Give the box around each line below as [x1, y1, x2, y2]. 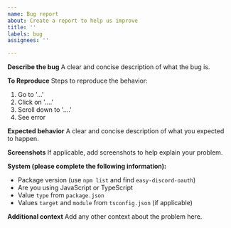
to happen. [7, 135, 39, 143]
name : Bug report [7, 10, 59, 18]
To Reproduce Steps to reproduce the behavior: [7, 76, 148, 85]
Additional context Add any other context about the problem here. [7, 212, 203, 221]
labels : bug [7, 30, 43, 38]
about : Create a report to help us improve [7, 17, 139, 24]
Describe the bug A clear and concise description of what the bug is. [7, 63, 210, 71]
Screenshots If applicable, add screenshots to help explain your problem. [7, 148, 223, 157]
